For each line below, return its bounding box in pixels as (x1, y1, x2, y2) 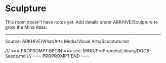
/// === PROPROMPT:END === (27, 53, 90, 59)
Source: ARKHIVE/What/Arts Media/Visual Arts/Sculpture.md (5, 38, 129, 44)
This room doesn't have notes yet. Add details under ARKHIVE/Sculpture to (5, 19, 158, 25)
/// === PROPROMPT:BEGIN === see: (5, 47, 82, 54)
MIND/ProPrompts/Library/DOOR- (83, 47, 152, 54)
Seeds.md (5, 53, 26, 59)
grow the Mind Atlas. (5, 24, 47, 30)
